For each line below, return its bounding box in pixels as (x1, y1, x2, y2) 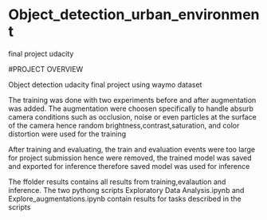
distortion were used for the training (8, 129, 127, 139)
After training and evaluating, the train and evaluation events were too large (8, 144, 256, 154)
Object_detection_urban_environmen (8, 6, 260, 24)
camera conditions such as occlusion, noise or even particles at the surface (8, 112, 257, 121)
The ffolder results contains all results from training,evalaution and (8, 177, 226, 187)
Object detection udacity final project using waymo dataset (8, 80, 202, 89)
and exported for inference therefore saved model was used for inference (8, 161, 250, 171)
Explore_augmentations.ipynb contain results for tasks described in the (8, 194, 241, 203)
